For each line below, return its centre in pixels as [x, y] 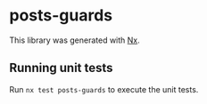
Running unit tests [61, 68]
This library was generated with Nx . [75, 40]
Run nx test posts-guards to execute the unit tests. [104, 89]
